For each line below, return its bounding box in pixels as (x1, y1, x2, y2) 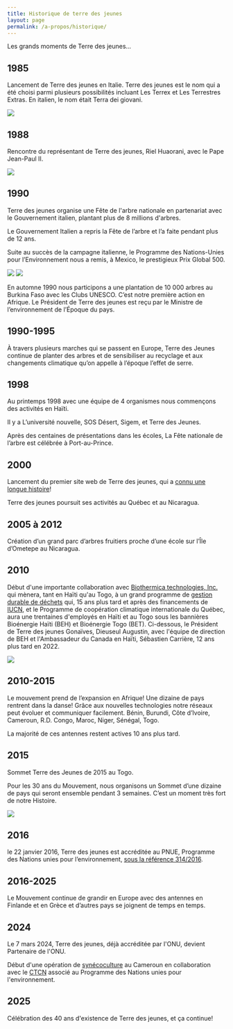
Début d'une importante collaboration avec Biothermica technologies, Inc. (7, 583, 218, 591)
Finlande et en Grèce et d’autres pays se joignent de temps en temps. (7, 901, 206, 909)
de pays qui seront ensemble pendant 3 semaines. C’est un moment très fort (7, 788, 226, 797)
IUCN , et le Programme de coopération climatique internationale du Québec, (7, 605, 225, 613)
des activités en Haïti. (7, 405, 69, 413)
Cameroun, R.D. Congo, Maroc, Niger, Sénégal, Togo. (7, 715, 159, 724)
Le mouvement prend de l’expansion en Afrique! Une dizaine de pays (7, 693, 205, 702)
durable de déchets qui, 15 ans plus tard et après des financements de (7, 597, 208, 606)
